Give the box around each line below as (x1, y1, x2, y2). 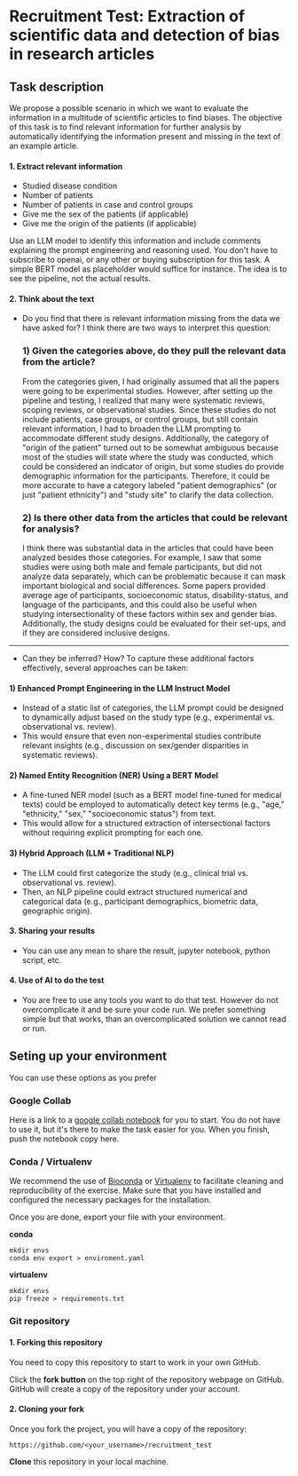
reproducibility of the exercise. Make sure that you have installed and (9, 1185, 262, 1196)
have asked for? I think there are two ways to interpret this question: (21, 322, 271, 334)
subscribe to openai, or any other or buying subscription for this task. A (9, 255, 271, 265)
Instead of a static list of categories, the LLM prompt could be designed (21, 703, 284, 714)
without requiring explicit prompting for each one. (21, 827, 204, 838)
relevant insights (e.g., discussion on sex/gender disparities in (21, 740, 249, 751)
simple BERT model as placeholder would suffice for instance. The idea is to (9, 264, 287, 274)
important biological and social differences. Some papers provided (21, 580, 266, 591)
